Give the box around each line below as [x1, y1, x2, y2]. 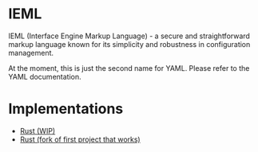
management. [8, 48, 54, 57]
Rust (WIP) [19, 126, 56, 135]
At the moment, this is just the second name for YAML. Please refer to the [8, 63, 250, 72]
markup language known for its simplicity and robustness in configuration [8, 39, 251, 49]
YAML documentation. [8, 72, 81, 81]
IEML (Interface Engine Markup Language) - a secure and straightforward [8, 31, 250, 41]
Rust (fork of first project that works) [19, 134, 141, 144]
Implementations [8, 100, 124, 118]
